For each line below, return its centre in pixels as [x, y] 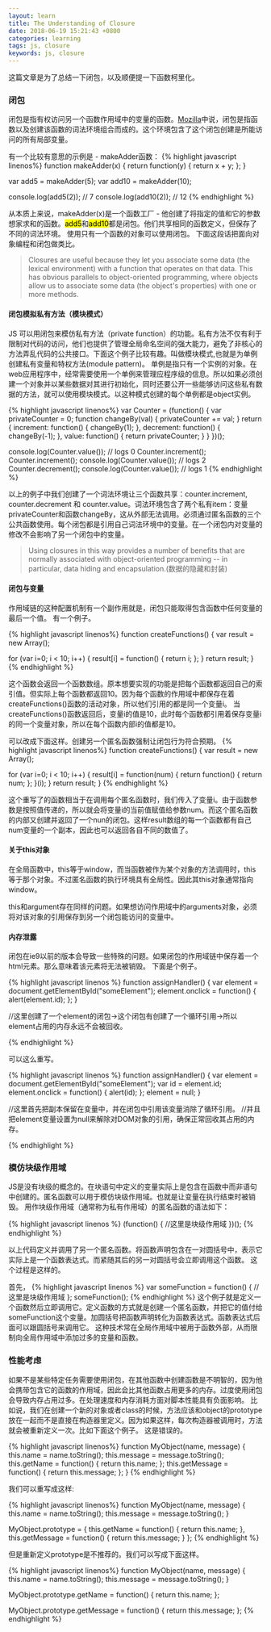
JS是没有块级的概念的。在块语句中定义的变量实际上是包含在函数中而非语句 [133, 1186]
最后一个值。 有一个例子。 [52, 617]
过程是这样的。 [40, 1270]
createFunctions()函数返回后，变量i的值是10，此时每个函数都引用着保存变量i [135, 713]
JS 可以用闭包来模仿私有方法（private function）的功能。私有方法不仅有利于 [135, 333]
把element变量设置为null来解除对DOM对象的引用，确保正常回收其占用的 [128, 1119]
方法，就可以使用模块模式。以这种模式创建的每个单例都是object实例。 [139, 394]
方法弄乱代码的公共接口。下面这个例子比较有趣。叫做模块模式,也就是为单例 [133, 354]
